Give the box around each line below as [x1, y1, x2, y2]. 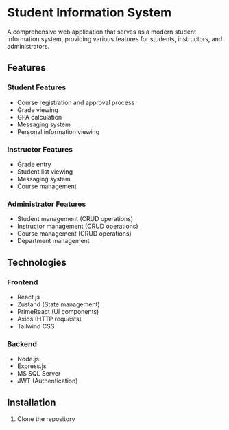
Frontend [7, 277, 38, 286]
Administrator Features [7, 199, 86, 209]
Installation [7, 396, 56, 408]
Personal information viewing [16, 127, 100, 135]
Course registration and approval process [16, 98, 135, 106]
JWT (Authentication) [16, 376, 78, 385]
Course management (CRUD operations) [16, 229, 132, 238]
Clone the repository [16, 415, 75, 423]
